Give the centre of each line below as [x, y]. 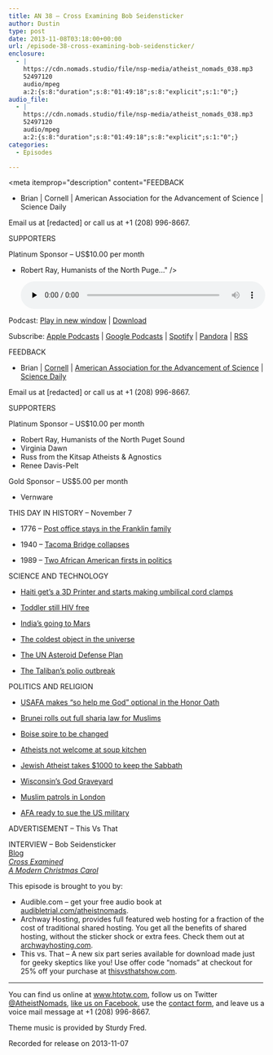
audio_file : [29, 99]
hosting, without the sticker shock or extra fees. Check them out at [132, 937]
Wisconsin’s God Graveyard [67, 781]
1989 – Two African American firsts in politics [96, 560]
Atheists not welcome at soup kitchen [83, 749]
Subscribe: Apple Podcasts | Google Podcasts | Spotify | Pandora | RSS [128, 336]
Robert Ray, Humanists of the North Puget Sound [102, 440]
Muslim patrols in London [63, 797]
